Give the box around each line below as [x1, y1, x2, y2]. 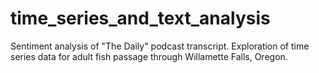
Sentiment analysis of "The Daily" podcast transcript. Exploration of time [10, 40, 310, 52]
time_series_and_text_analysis [10, 7, 271, 30]
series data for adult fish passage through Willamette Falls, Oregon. [10, 50, 288, 62]
